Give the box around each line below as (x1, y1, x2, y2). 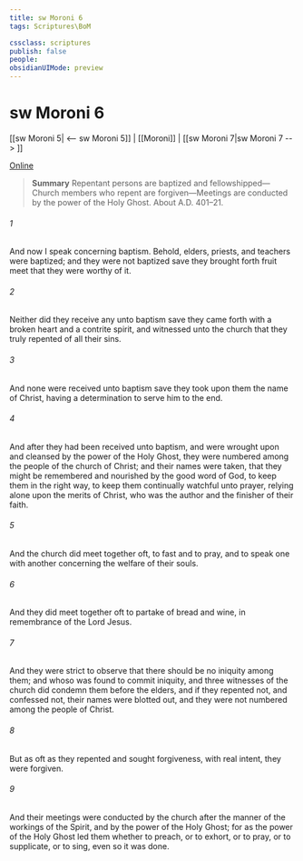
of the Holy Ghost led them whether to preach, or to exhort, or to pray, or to (9, 831, 291, 842)
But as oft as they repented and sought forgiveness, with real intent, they (9, 753, 281, 764)
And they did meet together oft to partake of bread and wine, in (9, 606, 247, 618)
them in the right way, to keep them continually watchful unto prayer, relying (9, 479, 294, 491)
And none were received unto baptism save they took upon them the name (9, 383, 288, 394)
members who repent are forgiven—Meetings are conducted (61, 187, 288, 198)
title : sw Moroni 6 (9, 13, 83, 23)
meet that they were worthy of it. (9, 265, 132, 276)
